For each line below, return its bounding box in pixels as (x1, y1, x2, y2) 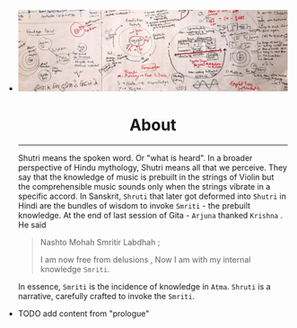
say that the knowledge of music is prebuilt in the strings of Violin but (17, 172, 275, 182)
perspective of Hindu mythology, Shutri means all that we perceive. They (17, 163, 288, 173)
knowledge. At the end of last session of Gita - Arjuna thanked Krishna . (17, 210, 284, 221)
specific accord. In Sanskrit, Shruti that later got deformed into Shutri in (17, 191, 287, 202)
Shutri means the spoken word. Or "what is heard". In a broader (17, 153, 253, 164)
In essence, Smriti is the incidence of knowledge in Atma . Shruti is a (17, 281, 271, 292)
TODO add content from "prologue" (17, 308, 150, 319)
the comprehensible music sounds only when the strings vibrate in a (17, 182, 271, 192)
